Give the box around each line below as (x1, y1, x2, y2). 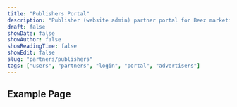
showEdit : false (7, 50, 55, 57)
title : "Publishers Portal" (7, 10, 90, 17)
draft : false (7, 23, 46, 30)
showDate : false (7, 29, 55, 37)
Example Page (7, 88, 71, 100)
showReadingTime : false (7, 43, 78, 50)
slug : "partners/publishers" (7, 56, 93, 63)
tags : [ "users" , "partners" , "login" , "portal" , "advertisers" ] (7, 62, 200, 69)
